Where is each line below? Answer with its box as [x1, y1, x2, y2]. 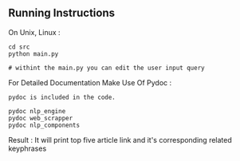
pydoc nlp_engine [8, 107, 66, 115]
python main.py [8, 49, 59, 58]
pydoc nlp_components [8, 121, 81, 129]
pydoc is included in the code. [8, 93, 116, 101]
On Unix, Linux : [8, 27, 61, 37]
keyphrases [8, 143, 47, 153]
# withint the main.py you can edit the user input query [8, 64, 205, 72]
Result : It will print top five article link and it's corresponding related [8, 135, 233, 144]
